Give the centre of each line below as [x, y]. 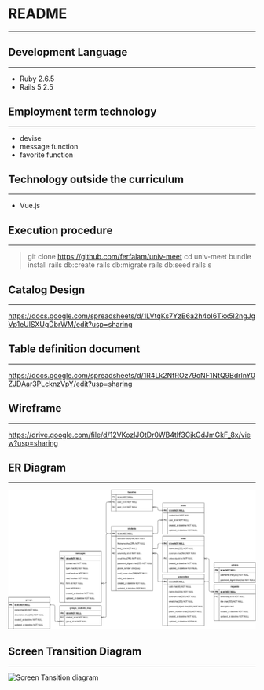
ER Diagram [37, 468]
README [38, 14]
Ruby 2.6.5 [37, 79]
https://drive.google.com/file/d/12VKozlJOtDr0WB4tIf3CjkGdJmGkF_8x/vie [130, 435]
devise [30, 138]
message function [49, 146]
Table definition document [74, 349]
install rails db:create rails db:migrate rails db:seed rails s [119, 265]
